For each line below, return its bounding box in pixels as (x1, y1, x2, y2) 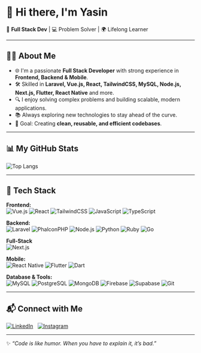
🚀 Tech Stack (6, 186, 56, 196)
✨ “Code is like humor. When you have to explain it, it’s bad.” (6, 340, 157, 347)
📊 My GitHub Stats (6, 143, 79, 154)
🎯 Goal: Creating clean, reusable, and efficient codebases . (14, 119, 162, 127)
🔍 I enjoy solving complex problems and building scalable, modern (14, 95, 181, 103)
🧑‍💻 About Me (6, 51, 56, 61)
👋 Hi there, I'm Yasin (6, 5, 108, 19)
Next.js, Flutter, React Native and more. (14, 89, 115, 96)
